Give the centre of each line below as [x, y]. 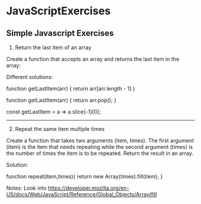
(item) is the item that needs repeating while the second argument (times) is [100, 147]
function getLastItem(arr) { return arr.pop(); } [61, 100]
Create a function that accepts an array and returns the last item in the [93, 59]
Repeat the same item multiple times [60, 129]
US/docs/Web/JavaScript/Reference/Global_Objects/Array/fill [82, 194]
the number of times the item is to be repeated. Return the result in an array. [100, 153]
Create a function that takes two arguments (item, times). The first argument [100, 141]
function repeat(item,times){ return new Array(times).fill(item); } [85, 176]
